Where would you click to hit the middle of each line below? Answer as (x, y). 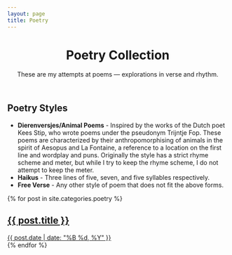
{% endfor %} (27, 245)
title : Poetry (28, 20)
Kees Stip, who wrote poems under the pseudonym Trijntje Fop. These (119, 132)
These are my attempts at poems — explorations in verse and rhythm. (118, 74)
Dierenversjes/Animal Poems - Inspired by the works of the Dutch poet (121, 125)
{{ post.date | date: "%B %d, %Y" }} (59, 237)
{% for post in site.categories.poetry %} (65, 198)
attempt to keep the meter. (56, 170)
